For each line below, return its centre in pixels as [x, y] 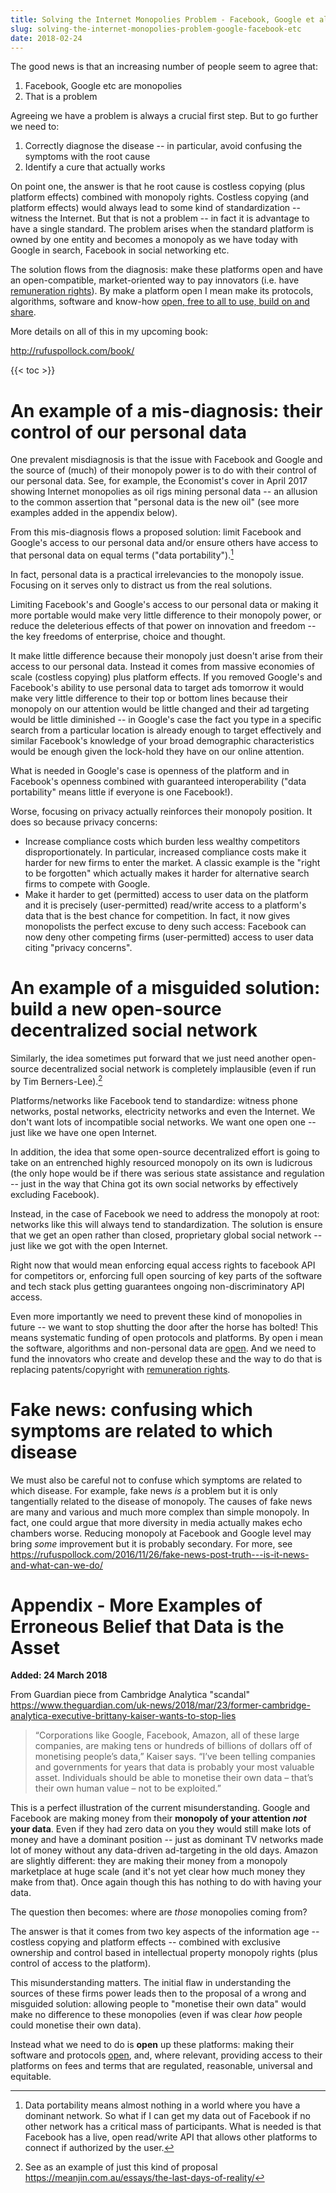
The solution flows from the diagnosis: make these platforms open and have [167, 270]
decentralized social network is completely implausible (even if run [179, 1068]
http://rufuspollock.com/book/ [72, 351]
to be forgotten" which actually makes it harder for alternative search [167, 873]
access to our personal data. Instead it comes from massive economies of [162, 666]
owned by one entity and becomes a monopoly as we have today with [154, 240]
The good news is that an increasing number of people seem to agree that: [164, 67]
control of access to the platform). [81, 1963]
